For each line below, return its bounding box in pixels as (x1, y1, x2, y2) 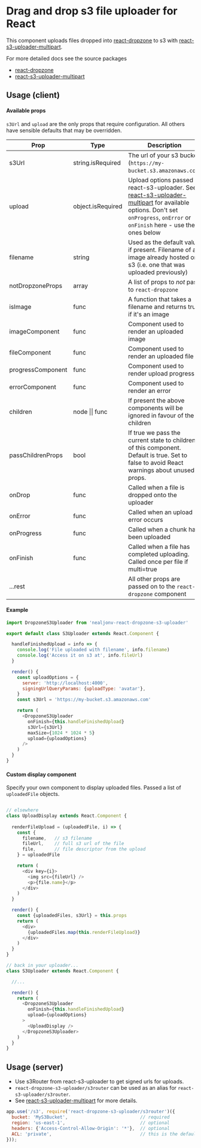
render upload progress (128, 369, 194, 377)
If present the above (128, 396, 185, 404)
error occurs (128, 515, 163, 524)
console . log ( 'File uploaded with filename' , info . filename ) (17, 647, 170, 653)
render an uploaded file (128, 352, 194, 360)
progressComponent (9, 365, 68, 374)
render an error (128, 386, 171, 395)
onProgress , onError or (128, 213, 191, 221)
